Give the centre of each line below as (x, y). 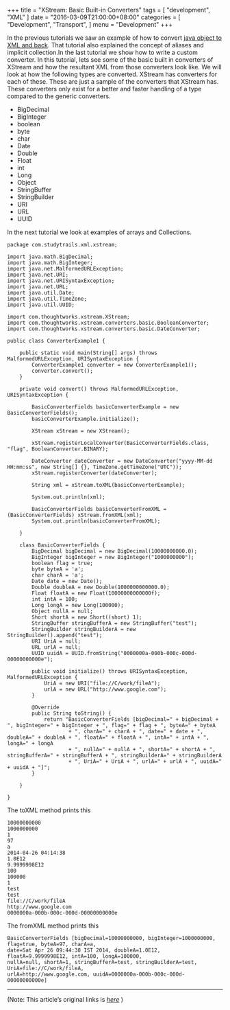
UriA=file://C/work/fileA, (46, 968)
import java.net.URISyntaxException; (61, 281)
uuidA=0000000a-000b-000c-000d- (139, 974)
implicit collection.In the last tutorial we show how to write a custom (103, 52)
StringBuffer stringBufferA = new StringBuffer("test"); (114, 623)
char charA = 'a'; (58, 575)
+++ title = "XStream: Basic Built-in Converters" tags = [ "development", (109, 10)
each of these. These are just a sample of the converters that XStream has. (113, 81)
